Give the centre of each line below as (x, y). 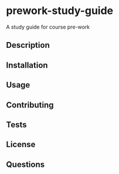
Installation (27, 65)
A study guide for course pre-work (48, 27)
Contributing (30, 105)
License (21, 145)
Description (28, 45)
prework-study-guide (60, 11)
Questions (25, 164)
